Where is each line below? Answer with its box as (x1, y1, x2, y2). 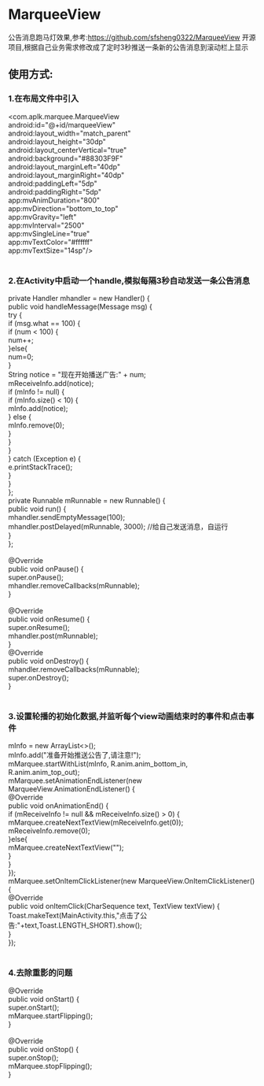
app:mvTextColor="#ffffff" (8, 237, 93, 246)
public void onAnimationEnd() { (8, 801, 109, 810)
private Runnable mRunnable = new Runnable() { (8, 495, 167, 505)
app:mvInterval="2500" (8, 221, 85, 230)
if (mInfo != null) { (8, 387, 65, 396)
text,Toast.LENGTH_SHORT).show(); (24, 921, 143, 930)
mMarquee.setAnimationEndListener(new (8, 776, 143, 785)
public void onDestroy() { (8, 656, 90, 665)
